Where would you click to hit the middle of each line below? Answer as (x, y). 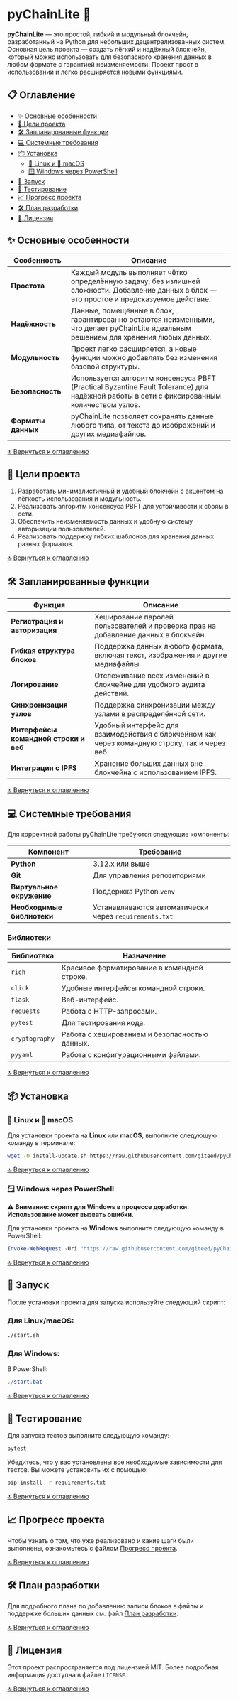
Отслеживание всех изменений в (152, 676)
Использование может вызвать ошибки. (71, 1215)
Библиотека (33, 956)
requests (25, 1011)
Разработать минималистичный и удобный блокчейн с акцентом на (120, 491)
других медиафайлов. (108, 434)
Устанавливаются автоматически (151, 907)
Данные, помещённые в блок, (123, 310)
